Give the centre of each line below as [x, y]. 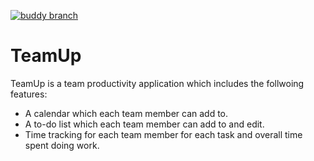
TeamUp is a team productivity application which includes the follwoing [157, 83]
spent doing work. [62, 145]
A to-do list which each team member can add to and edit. [144, 124]
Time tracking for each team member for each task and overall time [163, 134]
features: [29, 94]
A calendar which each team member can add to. [126, 113]
